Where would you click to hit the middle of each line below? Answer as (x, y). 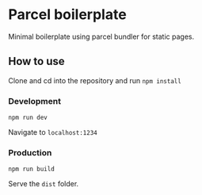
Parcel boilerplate (67, 15)
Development (35, 101)
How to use (36, 61)
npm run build (32, 169)
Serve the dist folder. (44, 184)
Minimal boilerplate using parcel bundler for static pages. (101, 36)
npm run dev (28, 118)
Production (30, 152)
